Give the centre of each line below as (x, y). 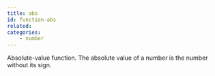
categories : (24, 32)
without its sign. (29, 65)
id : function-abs (32, 20)
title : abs (23, 13)
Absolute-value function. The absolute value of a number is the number (107, 58)
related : (19, 26)
